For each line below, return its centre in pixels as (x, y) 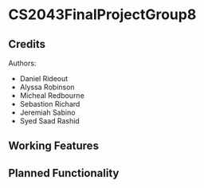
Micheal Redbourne (52, 96)
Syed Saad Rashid (49, 121)
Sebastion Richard (50, 104)
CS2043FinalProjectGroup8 (102, 15)
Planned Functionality (64, 173)
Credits (27, 44)
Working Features (54, 146)
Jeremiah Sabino (47, 112)
